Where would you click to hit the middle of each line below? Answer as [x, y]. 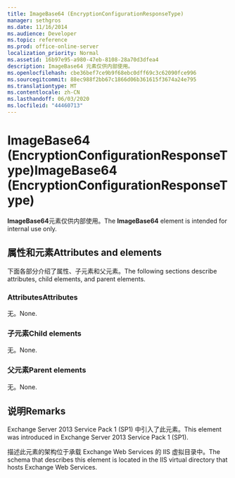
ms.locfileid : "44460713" [45, 106]
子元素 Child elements [45, 333]
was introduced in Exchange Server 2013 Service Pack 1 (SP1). [98, 437]
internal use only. [32, 228]
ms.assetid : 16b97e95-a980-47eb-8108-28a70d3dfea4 [83, 60]
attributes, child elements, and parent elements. [76, 278]
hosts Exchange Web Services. [52, 467]
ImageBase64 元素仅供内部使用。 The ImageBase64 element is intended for [117, 221]
